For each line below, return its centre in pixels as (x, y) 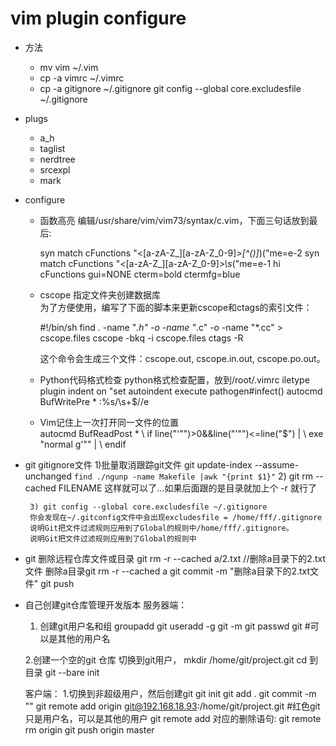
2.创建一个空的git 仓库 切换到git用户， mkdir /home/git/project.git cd (166, 659)
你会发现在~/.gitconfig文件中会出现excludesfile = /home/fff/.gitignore (176, 517)
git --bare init (72, 672)
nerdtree (57, 159)
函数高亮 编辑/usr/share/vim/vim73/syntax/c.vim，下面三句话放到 (174, 220)
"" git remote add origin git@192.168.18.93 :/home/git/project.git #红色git (172, 706)
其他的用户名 (84, 638)
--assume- (277, 464)
